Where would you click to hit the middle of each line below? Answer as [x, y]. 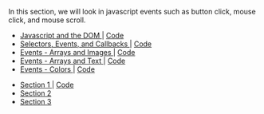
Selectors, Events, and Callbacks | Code [86, 44]
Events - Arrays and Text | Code [73, 61]
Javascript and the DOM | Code [72, 35]
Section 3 [35, 102]
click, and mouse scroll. [47, 20]
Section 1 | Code [47, 85]
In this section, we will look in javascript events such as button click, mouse [132, 12]
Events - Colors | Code [57, 69]
